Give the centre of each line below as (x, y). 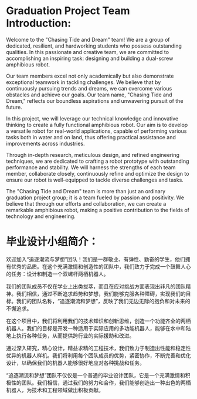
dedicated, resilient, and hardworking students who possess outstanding (94, 46)
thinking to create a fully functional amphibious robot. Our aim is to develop (97, 125)
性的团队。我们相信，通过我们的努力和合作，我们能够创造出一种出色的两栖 (101, 383)
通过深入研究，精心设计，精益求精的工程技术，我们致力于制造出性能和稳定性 (98, 348)
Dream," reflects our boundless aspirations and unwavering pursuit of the (95, 100)
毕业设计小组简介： (52, 242)
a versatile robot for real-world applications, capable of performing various (96, 131)
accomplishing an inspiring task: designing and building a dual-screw (90, 58)
